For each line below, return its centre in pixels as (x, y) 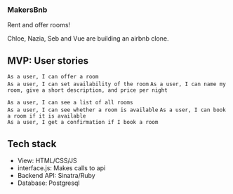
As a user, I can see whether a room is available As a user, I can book (116, 110)
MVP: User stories (48, 61)
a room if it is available (47, 116)
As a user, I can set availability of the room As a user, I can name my (116, 84)
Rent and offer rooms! (39, 25)
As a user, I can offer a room (53, 77)
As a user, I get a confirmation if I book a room (83, 123)
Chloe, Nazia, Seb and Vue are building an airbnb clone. (88, 39)
